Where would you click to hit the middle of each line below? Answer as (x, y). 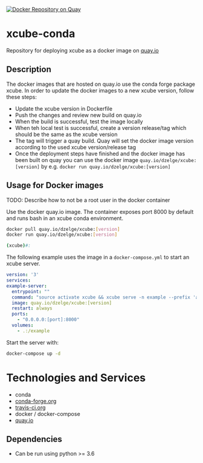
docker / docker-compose (47, 413)
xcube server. (23, 264)
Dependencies (34, 439)
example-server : (27, 286)
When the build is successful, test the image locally (79, 121)
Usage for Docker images (55, 185)
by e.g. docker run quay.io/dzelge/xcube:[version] (106, 166)
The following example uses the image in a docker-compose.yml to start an (98, 257)
